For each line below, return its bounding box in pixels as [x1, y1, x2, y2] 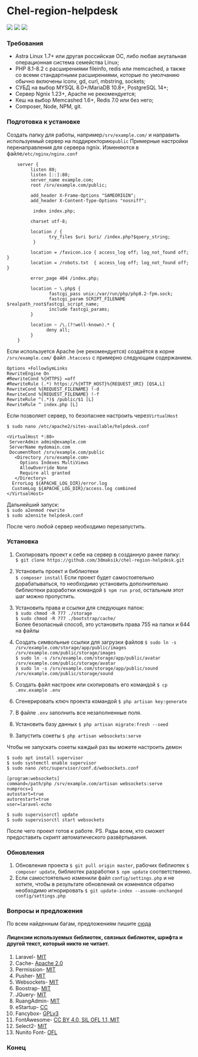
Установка [6, 537, 39, 546]
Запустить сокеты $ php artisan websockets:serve [15, 732, 141, 739]
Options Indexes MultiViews [19, 459, 89, 465]
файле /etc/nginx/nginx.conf [6, 150, 78, 157]
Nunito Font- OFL [15, 1029, 58, 1036]
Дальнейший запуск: [6, 501, 60, 508]
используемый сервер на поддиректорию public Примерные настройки [6, 137, 188, 144]
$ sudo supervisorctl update [6, 812, 78, 818]
